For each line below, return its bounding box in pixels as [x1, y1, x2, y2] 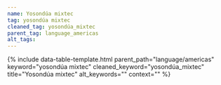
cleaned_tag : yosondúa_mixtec [7, 23, 96, 30]
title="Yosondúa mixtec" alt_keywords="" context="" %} [7, 70, 171, 79]
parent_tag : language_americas [7, 29, 99, 37]
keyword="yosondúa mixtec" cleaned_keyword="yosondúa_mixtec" [7, 63, 205, 71]
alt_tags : [7, 36, 36, 43]
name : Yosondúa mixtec [7, 10, 74, 17]
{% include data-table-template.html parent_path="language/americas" [7, 55, 215, 63]
